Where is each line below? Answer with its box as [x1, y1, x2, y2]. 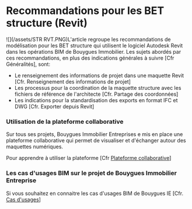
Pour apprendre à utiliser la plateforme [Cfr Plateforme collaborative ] [6, 155, 172, 162]
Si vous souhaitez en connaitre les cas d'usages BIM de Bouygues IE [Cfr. [6, 190, 184, 197]
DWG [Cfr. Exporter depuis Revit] [14, 103, 95, 110]
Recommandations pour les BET [6, 4, 165, 18]
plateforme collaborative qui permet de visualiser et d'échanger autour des [6, 137, 186, 144]
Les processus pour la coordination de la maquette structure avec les [14, 84, 181, 91]
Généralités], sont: [6, 60, 51, 68]
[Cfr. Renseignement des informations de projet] [14, 78, 131, 85]
